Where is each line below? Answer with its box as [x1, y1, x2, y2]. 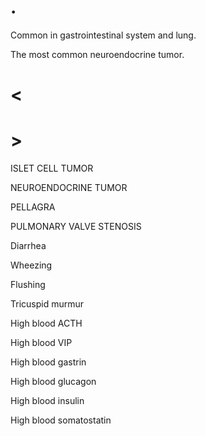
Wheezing [10, 259, 53, 271]
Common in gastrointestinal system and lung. [10, 29, 197, 41]
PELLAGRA [10, 201, 56, 213]
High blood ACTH [10, 317, 83, 330]
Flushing [10, 279, 46, 291]
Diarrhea [10, 240, 47, 252]
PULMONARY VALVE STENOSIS [10, 221, 142, 233]
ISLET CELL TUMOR [10, 162, 94, 175]
